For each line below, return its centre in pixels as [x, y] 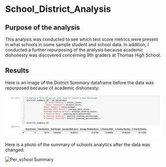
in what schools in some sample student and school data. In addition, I [77, 45]
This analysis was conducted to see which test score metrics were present [82, 39]
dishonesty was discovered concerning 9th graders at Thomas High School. [83, 55]
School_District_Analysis [58, 9]
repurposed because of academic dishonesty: [52, 88]
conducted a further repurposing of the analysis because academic [74, 50]
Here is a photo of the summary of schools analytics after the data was [78, 144]
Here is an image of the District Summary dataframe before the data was [80, 82]
